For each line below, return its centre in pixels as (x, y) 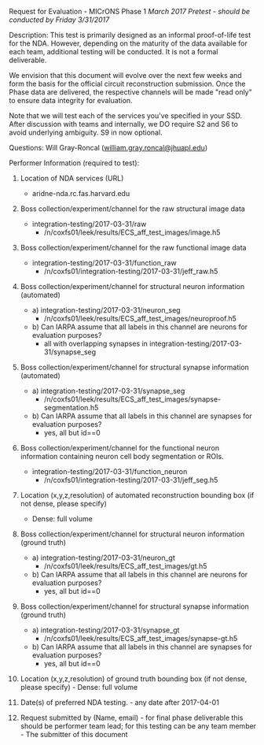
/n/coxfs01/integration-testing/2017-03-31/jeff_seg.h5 (131, 480)
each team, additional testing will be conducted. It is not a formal (114, 52)
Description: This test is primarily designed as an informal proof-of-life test (130, 35)
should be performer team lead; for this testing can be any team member (138, 726)
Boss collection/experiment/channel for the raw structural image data (133, 209)
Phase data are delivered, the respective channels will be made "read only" (130, 92)
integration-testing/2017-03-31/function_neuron (110, 471)
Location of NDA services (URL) (72, 178)
